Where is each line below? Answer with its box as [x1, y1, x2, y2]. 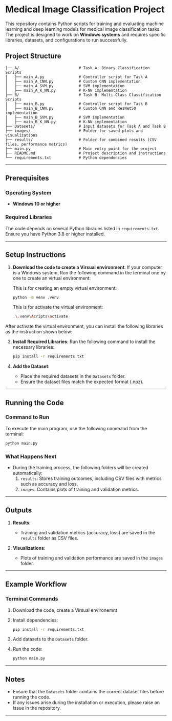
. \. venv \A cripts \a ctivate [12, 314, 68, 319]
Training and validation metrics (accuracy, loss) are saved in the [20, 529, 155, 535]
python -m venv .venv [12, 295, 59, 300]
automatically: [12, 470, 42, 476]
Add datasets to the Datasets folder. [12, 636, 89, 642]
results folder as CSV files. [20, 535, 78, 541]
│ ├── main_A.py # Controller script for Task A [5, 74, 147, 79]
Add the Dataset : [12, 363, 50, 370]
